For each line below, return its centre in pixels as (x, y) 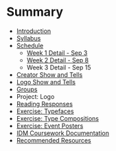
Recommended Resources (54, 140)
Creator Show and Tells (49, 74)
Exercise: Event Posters (50, 126)
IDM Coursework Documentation (63, 133)
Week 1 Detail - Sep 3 (57, 53)
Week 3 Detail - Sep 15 (59, 67)
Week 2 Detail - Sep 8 (58, 60)
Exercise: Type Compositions (58, 118)
